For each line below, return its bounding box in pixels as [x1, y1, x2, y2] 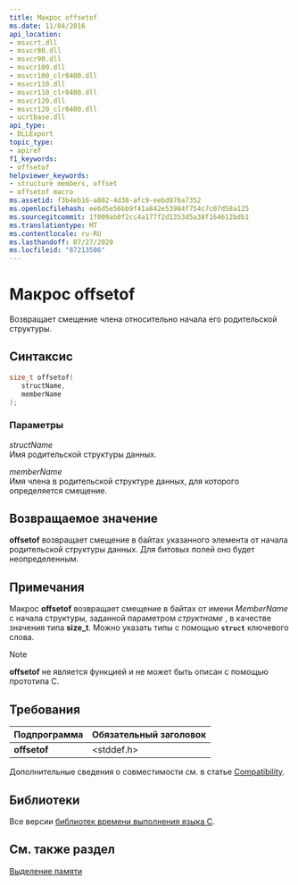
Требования [9, 702, 80, 717]
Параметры [9, 419, 64, 432]
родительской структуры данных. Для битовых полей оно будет [9, 544, 255, 555]
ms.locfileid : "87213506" [9, 246, 105, 255]
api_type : [9, 122, 46, 131]
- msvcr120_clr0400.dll [9, 105, 98, 114]
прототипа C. [9, 676, 60, 687]
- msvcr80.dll [9, 46, 62, 55]
